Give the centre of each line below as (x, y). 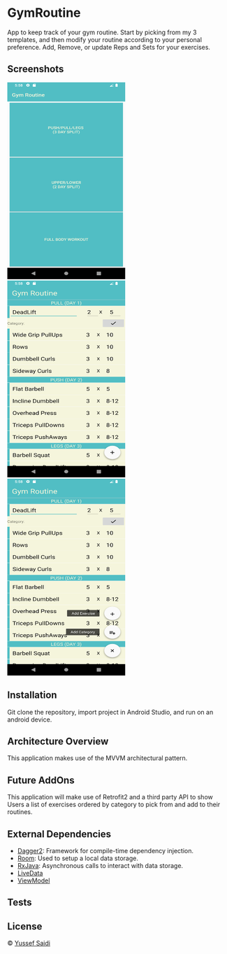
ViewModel (34, 881)
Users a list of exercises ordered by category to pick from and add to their (114, 805)
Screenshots (36, 69)
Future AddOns (41, 780)
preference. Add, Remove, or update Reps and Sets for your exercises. (109, 47)
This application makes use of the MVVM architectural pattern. (97, 758)
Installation (32, 695)
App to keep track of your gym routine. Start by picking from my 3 (102, 32)
